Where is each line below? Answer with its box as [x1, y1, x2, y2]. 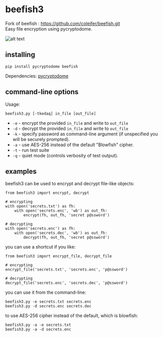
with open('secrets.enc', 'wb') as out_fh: [14, 208, 108, 213]
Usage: [5, 101, 20, 107]
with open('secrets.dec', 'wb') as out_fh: [14, 231, 108, 236]
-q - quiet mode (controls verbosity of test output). [12, 152, 118, 158]
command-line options [5, 88, 79, 96]
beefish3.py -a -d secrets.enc [5, 327, 71, 332]
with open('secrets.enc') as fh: [5, 226, 76, 231]
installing [5, 50, 35, 59]
